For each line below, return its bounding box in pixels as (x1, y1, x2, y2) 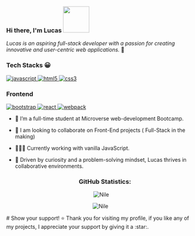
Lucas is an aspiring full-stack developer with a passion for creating (6, 40, 175, 47)
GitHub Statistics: (78, 177, 132, 186)
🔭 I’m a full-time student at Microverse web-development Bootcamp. (14, 114, 184, 122)
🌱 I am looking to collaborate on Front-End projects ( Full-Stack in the (14, 126, 185, 134)
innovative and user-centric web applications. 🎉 (6, 46, 124, 53)
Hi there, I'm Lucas (6, 26, 62, 34)
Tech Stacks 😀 (6, 61, 51, 69)
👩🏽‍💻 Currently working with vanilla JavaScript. (14, 144, 130, 152)
